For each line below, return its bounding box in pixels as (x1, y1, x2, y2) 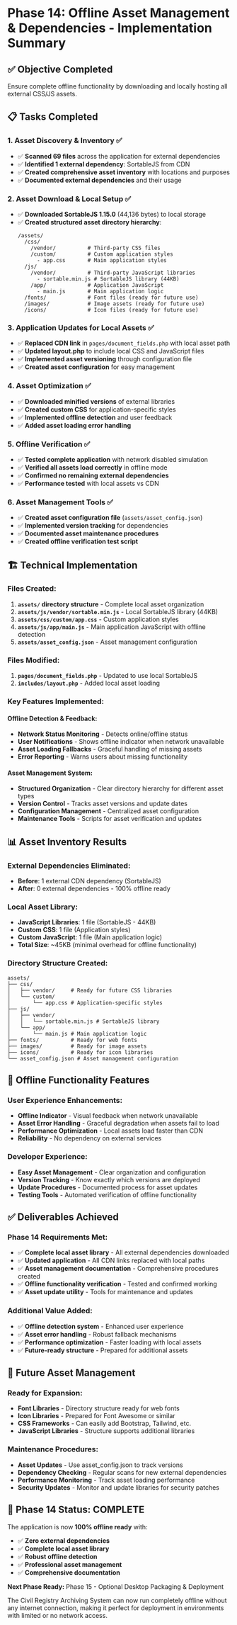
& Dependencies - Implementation (7, 20, 212, 36)
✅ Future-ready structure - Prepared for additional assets (17, 1346, 188, 1354)
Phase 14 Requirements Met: (7, 1233, 108, 1242)
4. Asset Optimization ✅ (7, 381, 92, 391)
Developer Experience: (7, 1152, 88, 1162)
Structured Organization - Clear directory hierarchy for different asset (17, 784, 224, 793)
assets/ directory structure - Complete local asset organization (17, 600, 204, 608)
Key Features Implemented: (7, 696, 105, 706)
